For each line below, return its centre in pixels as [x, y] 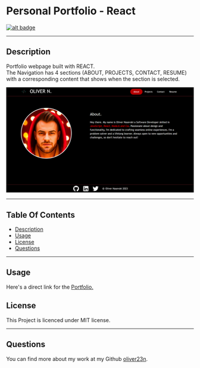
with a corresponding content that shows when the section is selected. [93, 79]
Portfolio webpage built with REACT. [51, 66]
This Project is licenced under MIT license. [58, 320]
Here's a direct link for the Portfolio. [50, 287]
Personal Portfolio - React [71, 11]
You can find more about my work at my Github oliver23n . [77, 358]
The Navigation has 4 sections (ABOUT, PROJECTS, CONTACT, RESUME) [96, 72]
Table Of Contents [41, 215]
